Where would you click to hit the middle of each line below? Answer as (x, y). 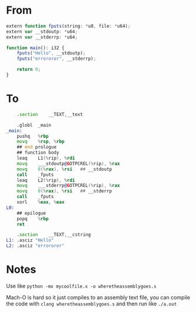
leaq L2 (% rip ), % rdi (46, 180)
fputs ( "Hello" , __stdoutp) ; (51, 53)
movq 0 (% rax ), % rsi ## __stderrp (64, 191)
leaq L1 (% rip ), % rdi (46, 158)
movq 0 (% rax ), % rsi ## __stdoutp (64, 169)
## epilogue (31, 213)
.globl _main (34, 125)
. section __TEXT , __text (50, 114)
